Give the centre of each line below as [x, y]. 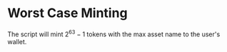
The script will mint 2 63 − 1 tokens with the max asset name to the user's [114, 33]
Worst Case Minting [67, 13]
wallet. [17, 41]
